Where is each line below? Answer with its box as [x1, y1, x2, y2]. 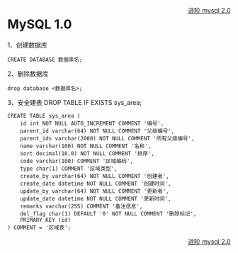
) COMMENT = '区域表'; [7, 224, 72, 231]
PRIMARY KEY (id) [20, 216, 72, 223]
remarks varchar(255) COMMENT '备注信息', [20, 203, 143, 210]
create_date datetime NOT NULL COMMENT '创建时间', [20, 180, 171, 187]
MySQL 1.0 [7, 16, 72, 33]
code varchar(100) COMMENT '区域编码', [20, 157, 133, 164]
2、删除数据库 [7, 69, 49, 78]
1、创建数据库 [7, 40, 47, 49]
